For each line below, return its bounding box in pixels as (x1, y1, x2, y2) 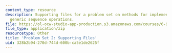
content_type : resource (5, 7, 56, 13)
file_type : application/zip (5, 26, 66, 31)
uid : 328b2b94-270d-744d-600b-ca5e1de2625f (5, 40, 100, 45)
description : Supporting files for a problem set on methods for (5, 12, 147, 17)
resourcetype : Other (5, 31, 50, 36)
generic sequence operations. (10, 17, 74, 22)
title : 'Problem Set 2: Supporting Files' (5, 36, 97, 41)
